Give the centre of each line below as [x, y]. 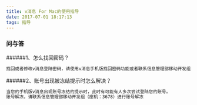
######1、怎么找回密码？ [38, 57]
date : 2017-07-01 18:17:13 [39, 17]
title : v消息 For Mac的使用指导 [43, 11]
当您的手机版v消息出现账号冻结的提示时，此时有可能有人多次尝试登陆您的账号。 [89, 92]
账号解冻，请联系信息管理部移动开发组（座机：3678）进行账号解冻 [75, 97]
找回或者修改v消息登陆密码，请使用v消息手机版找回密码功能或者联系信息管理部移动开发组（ [101, 69]
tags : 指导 [19, 22]
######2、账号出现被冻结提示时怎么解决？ [59, 80]
